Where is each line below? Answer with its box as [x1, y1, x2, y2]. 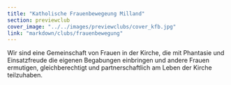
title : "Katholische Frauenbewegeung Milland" [7, 10, 145, 17]
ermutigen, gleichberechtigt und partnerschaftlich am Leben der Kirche [7, 63, 212, 72]
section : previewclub [7, 17, 70, 24]
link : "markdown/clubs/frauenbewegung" [7, 29, 124, 37]
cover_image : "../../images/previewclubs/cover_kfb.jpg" [7, 23, 177, 30]
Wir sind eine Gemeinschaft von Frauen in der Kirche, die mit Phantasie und [7, 49, 225, 57]
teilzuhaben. [7, 71, 43, 79]
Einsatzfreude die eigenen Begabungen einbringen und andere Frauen [7, 56, 210, 65]
